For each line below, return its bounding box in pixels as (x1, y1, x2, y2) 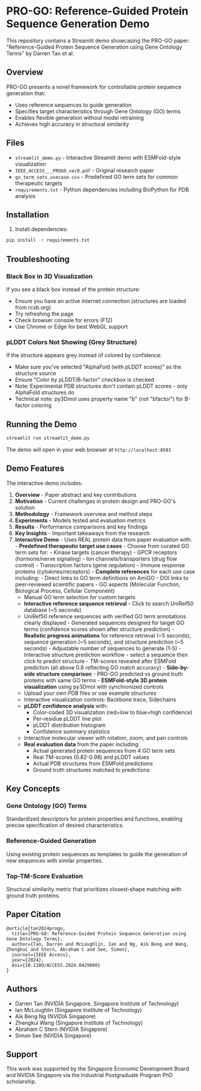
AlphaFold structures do (14, 389, 75, 396)
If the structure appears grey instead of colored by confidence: (6, 352, 162, 359)
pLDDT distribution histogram (32, 721, 106, 729)
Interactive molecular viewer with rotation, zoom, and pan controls (23, 734, 188, 741)
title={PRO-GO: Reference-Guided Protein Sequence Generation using (11, 930, 187, 937)
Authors (6, 984, 38, 994)
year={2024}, (11, 957, 44, 963)
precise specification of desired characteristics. (6, 822, 124, 829)
